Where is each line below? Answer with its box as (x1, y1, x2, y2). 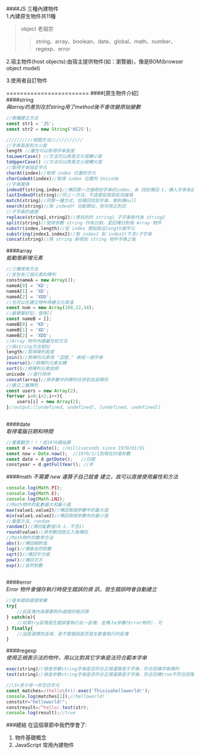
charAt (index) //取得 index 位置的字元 (6, 170, 96, 176)
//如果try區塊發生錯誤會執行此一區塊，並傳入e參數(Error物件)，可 (17, 620, 162, 626)
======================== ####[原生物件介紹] (6, 90, 139, 96)
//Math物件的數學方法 (6, 535, 54, 541)
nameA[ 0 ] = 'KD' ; (6, 282, 49, 288)
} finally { (6, 625, 33, 632)
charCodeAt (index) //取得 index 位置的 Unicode (6, 175, 119, 181)
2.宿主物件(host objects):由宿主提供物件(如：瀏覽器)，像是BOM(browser (6, 58, 183, 65)
